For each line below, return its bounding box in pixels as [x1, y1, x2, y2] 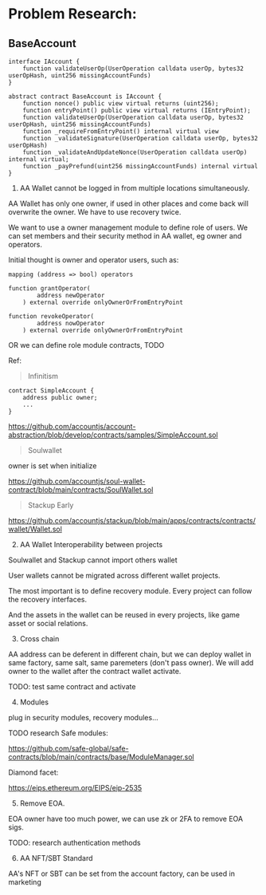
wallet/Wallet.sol [8, 524, 62, 534]
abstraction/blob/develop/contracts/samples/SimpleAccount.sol [8, 430, 218, 440]
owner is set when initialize [8, 461, 97, 471]
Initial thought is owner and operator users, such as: [8, 255, 179, 264]
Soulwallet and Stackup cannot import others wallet [8, 555, 178, 565]
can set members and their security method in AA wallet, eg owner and [8, 231, 242, 240]
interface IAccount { [8, 57, 80, 65]
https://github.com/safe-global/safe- [8, 743, 129, 753]
